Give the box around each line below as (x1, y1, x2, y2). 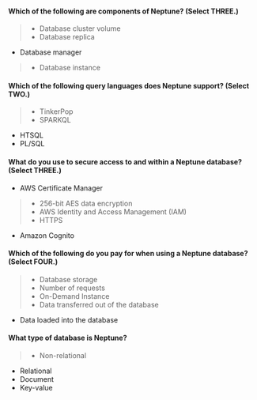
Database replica (39, 32, 95, 42)
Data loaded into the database (19, 315, 119, 324)
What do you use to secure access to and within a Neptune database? (8, 157, 243, 166)
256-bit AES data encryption (39, 198, 133, 208)
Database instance (39, 63, 101, 73)
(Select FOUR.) (8, 257, 58, 266)
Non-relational (39, 351, 87, 360)
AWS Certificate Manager (19, 183, 103, 193)
